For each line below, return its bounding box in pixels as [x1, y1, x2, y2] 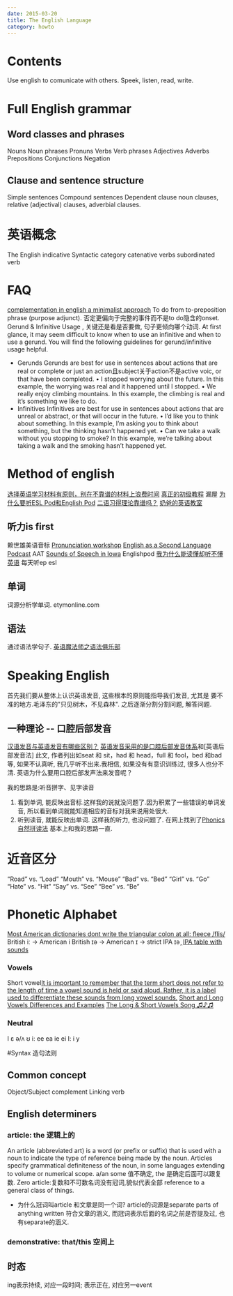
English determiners [7, 1108, 97, 1120]
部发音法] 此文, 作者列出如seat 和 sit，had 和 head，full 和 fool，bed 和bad [7, 751, 223, 760]
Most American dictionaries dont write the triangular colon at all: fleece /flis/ [7, 930, 225, 938]
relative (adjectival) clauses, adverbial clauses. [7, 200, 141, 209]
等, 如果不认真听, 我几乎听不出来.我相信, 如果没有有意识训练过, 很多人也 [7, 760, 212, 768]
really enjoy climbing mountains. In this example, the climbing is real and [17, 390, 225, 398]
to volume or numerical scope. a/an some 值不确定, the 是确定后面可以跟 [7, 1170, 216, 1178]
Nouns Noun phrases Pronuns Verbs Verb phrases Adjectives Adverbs [7, 147, 210, 156]
